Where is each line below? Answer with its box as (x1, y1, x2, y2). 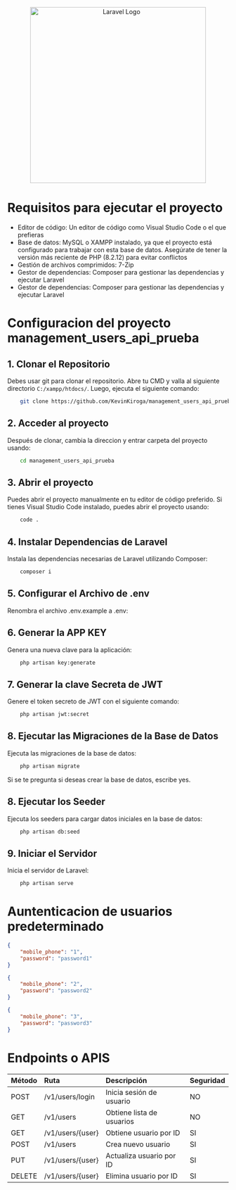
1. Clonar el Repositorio (7, 358, 110, 370)
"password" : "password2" (20, 987, 93, 994)
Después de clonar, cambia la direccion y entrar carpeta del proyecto (7, 436, 208, 444)
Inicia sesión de (105, 1087, 157, 1097)
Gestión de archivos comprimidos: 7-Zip (17, 261, 135, 269)
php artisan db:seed (20, 828, 80, 835)
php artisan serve (20, 880, 74, 887)
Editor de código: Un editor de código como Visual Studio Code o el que (17, 223, 227, 232)
